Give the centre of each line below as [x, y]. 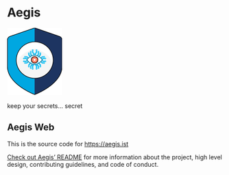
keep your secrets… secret [45, 106]
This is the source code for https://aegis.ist [68, 144]
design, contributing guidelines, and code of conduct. [83, 164]
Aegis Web [31, 127]
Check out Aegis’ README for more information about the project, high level [115, 157]
